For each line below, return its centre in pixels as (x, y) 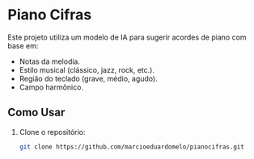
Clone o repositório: (52, 132)
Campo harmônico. (51, 87)
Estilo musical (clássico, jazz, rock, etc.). (87, 69)
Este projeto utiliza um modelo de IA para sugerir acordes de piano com (127, 37)
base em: (23, 45)
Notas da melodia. (50, 61)
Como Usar (36, 113)
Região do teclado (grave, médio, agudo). (89, 78)
